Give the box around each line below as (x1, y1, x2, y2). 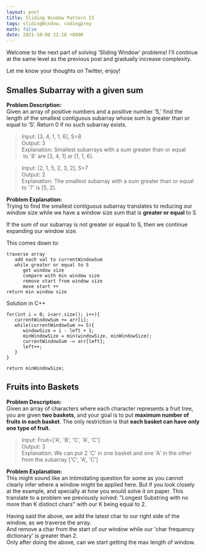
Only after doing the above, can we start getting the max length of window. (6, 538, 196, 546)
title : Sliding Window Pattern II (6, 15, 95, 21)
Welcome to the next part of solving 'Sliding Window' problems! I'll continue (6, 49, 198, 56)
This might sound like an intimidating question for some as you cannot (6, 474, 184, 481)
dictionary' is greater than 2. (6, 532, 78, 539)
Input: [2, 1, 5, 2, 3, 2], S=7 (21, 164, 89, 172)
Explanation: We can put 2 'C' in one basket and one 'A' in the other (21, 449, 192, 457)
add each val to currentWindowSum (14, 256, 103, 262)
